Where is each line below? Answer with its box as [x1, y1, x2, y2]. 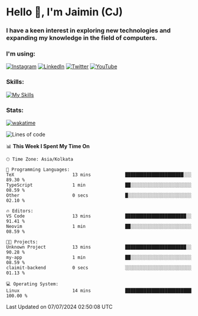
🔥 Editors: [6, 208, 34, 214]
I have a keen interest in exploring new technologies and [6, 27, 171, 35]
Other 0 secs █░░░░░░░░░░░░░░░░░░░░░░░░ [6, 193, 192, 198]
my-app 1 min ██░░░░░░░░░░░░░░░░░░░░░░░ [6, 255, 192, 260]
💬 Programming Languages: [6, 167, 70, 172]
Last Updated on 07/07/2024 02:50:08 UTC [6, 304, 113, 310]
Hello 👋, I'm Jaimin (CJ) [6, 5, 123, 19]
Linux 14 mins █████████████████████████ [6, 288, 192, 294]
